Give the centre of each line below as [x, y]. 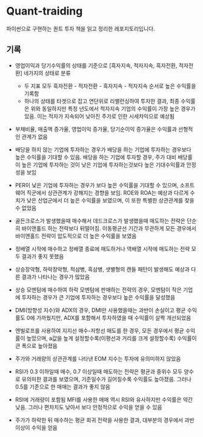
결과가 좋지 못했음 [43, 256]
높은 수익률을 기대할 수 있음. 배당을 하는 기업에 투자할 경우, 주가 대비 [96, 157]
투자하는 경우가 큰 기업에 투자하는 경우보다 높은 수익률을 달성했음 [98, 297]
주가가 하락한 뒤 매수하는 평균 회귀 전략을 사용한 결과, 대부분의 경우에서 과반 [105, 420]
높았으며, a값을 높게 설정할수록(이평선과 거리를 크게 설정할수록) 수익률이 [111, 338]
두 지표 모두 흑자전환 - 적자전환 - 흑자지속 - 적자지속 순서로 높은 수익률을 [110, 85]
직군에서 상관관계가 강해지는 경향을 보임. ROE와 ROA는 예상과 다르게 [108, 193]
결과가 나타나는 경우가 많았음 [55, 276]
